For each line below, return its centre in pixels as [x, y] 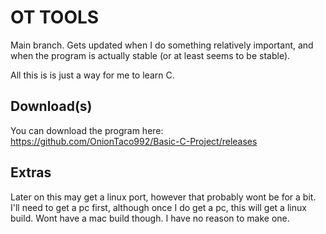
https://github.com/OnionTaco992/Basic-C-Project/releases [134, 141]
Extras [31, 172]
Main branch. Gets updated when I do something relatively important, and [162, 45]
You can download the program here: [87, 130]
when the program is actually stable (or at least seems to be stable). [150, 55]
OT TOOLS [55, 17]
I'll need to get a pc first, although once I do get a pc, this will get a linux [158, 207]
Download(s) [51, 106]
